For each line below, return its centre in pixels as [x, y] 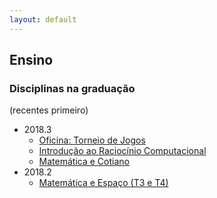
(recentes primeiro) [49, 110]
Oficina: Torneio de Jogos [92, 140]
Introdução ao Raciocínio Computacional [122, 151]
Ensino [31, 60]
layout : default [43, 19]
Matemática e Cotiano [84, 162]
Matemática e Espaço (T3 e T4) [103, 183]
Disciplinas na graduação [72, 88]
